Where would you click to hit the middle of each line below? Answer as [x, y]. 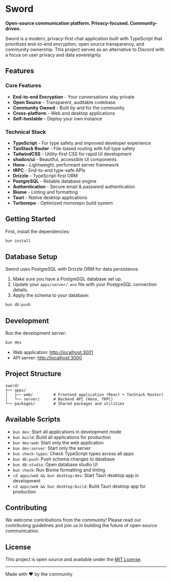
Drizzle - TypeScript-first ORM [45, 175]
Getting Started [30, 219]
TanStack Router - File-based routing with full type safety [74, 148]
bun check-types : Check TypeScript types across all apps [73, 453]
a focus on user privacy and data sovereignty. [54, 55]
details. [20, 290]
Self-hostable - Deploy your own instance [57, 118]
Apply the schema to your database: [51, 295]
